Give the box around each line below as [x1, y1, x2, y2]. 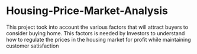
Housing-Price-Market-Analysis [6, 4, 169, 18]
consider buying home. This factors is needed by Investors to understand [6, 29, 185, 36]
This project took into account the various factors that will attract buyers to [6, 23, 188, 31]
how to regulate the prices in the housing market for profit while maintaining [6, 36, 191, 43]
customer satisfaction [6, 42, 59, 49]
